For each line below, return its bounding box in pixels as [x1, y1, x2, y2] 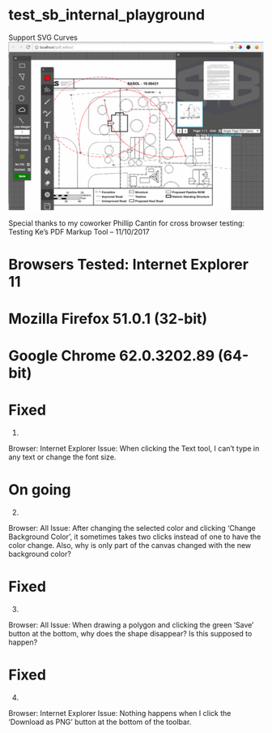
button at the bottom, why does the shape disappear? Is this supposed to [8, 629, 253, 639]
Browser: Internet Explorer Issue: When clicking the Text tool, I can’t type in [8, 444, 260, 454]
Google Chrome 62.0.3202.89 [8, 347, 215, 365]
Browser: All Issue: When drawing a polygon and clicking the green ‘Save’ [8, 620, 254, 630]
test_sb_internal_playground [8, 6, 205, 24]
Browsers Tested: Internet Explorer [8, 255, 249, 274]
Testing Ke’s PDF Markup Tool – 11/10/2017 [8, 226, 150, 236]
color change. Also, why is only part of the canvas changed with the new [8, 541, 252, 550]
